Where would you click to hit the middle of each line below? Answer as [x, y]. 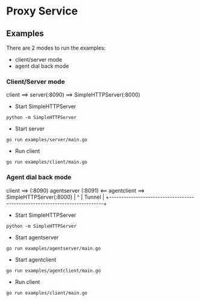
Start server [30, 129]
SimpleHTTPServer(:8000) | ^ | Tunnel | [55, 197]
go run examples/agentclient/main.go [54, 271]
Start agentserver [37, 237]
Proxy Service [42, 11]
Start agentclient [36, 259]
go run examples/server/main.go [47, 140]
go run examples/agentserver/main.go [54, 248]
